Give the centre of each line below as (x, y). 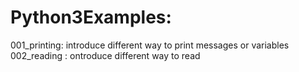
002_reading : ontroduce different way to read (105, 55)
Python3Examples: (91, 17)
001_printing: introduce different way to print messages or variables (150, 45)
